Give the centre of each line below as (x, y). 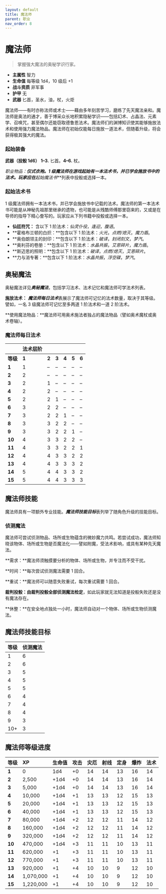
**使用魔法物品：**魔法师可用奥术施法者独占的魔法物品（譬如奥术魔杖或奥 (81, 315)
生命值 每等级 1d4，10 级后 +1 (42, 81)
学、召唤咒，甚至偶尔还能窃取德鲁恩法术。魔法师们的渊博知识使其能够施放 (81, 123)
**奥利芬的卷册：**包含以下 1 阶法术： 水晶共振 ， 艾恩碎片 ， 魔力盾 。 (82, 245)
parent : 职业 (18, 19)
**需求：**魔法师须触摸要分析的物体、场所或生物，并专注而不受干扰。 (77, 560)
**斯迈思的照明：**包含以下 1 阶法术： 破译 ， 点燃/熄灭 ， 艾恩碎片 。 (80, 251)
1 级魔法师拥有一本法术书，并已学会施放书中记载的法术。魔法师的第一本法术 (82, 203)
